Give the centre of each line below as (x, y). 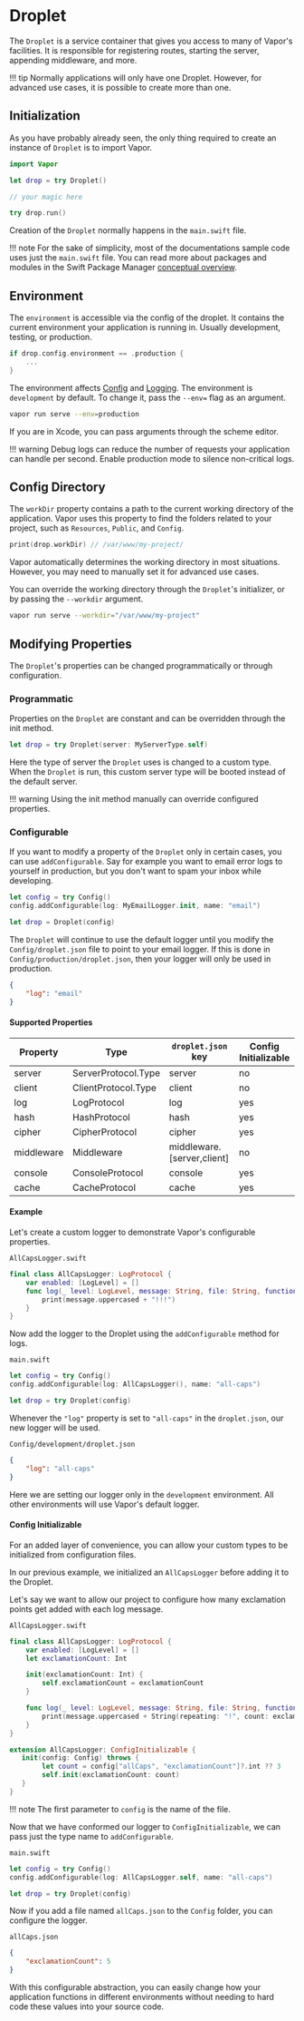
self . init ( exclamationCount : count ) (111, 1775)
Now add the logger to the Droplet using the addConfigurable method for (144, 1333)
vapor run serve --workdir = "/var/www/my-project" (105, 616)
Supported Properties (51, 1022)
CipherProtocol (104, 1132)
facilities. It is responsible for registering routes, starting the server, (134, 50)
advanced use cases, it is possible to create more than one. (120, 87)
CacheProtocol (104, 1187)
